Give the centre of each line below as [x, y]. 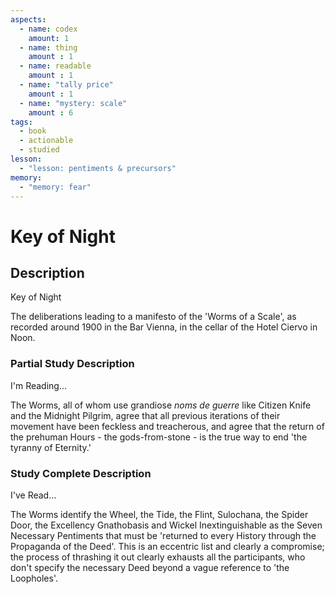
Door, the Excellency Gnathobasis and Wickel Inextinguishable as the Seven [166, 525]
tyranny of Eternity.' [51, 447]
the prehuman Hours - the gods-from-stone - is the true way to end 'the [159, 437]
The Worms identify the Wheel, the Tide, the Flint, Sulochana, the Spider [159, 514]
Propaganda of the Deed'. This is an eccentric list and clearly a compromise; [167, 546]
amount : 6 [51, 112]
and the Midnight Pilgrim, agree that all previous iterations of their [145, 415]
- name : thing [48, 47]
